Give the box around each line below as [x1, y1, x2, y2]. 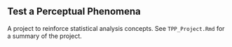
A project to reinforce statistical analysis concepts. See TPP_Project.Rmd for [7, 24, 225, 32]
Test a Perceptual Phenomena [7, 6, 142, 18]
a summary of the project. [7, 32, 82, 40]
